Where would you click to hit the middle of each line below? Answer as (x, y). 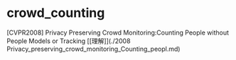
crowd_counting (56, 13)
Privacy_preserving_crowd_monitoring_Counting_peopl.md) (93, 49)
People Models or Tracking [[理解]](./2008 (69, 41)
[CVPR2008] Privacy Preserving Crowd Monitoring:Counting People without (118, 32)
